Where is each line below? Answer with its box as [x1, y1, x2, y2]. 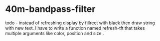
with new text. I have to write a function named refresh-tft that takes [5, 25, 145, 31]
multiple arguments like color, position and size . [5, 30, 104, 36]
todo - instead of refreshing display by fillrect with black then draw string [5, 20, 156, 26]
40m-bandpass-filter [5, 3, 96, 15]
